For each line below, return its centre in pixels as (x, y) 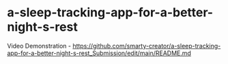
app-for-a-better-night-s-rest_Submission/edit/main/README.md (99, 53)
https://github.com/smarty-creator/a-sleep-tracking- (147, 46)
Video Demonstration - (39, 46)
